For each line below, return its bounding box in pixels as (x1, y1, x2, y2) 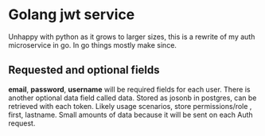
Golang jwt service (8, 6, 135, 24)
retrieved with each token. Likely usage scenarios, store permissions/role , (8, 101, 252, 111)
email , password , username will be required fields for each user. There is (8, 84, 251, 94)
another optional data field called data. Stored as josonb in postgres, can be (8, 93, 257, 103)
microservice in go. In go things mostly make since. (8, 40, 177, 49)
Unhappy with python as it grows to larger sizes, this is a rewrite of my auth (8, 32, 255, 41)
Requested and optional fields (8, 64, 161, 77)
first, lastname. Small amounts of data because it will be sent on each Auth (8, 110, 253, 119)
